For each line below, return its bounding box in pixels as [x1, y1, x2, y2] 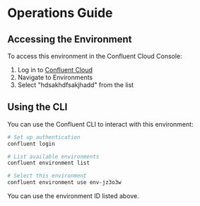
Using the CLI [7, 101, 68, 113]
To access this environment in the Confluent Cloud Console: [7, 52, 182, 60]
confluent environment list [7, 159, 90, 167]
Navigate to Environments [17, 73, 93, 81]
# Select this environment [7, 172, 87, 180]
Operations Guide [7, 5, 113, 21]
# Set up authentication [7, 133, 81, 141]
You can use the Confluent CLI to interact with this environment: [7, 120, 194, 128]
